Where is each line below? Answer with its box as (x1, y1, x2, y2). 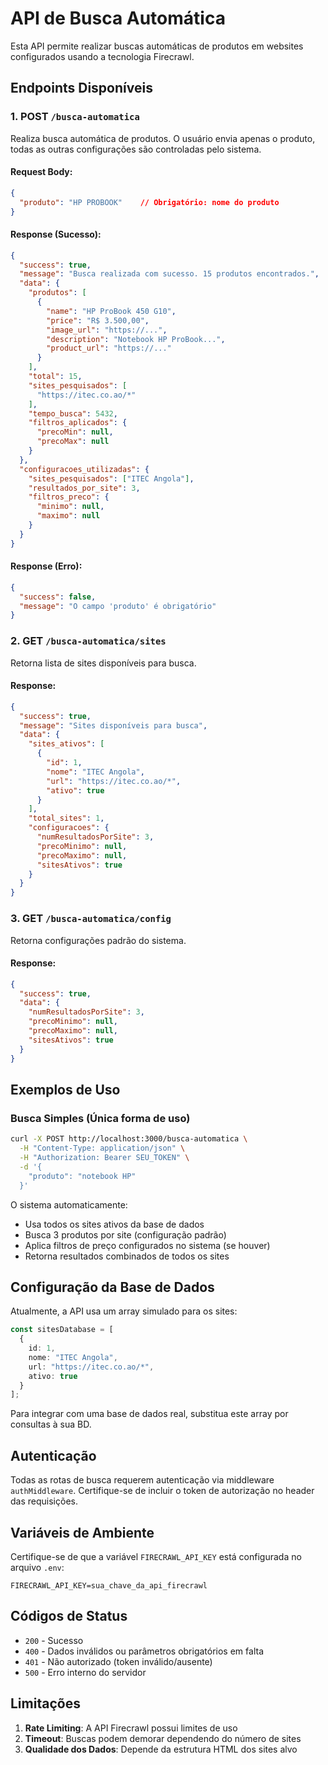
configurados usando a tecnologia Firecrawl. (10, 50, 195, 62)
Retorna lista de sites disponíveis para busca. (10, 657, 197, 669)
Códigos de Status (10, 1608, 128, 1625)
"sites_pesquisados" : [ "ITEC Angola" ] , (28, 473, 195, 484)
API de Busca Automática (10, 7, 226, 30)
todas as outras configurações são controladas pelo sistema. (10, 143, 262, 155)
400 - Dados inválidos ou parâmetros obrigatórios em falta (24, 1645, 264, 1657)
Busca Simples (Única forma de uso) (10, 1111, 191, 1125)
